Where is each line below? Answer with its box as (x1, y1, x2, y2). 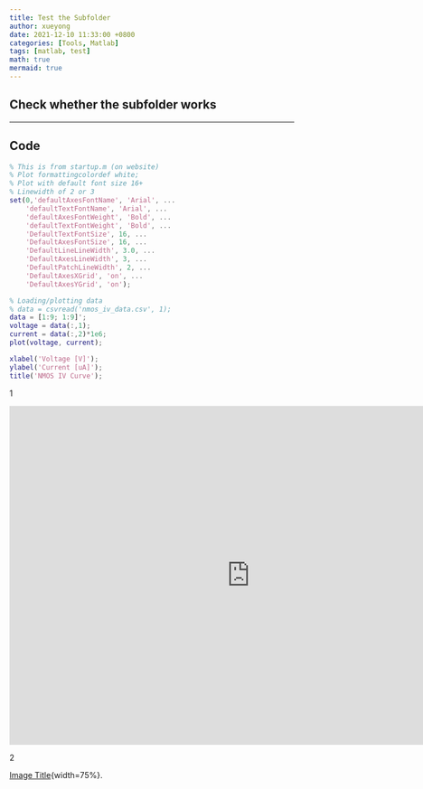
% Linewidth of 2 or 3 (9, 187, 95, 197)
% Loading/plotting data (9, 296, 103, 305)
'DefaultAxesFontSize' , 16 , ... (25, 238, 147, 247)
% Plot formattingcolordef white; (9, 171, 140, 180)
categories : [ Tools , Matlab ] (9, 38, 119, 48)
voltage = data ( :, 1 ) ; (9, 322, 91, 331)
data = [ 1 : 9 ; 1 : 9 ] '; (9, 313, 88, 322)
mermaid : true (9, 64, 63, 73)
